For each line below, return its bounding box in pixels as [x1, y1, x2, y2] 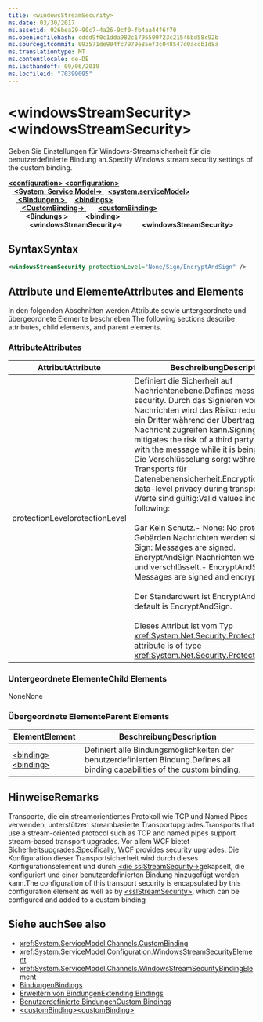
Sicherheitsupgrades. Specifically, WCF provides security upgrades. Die [8, 845, 240, 854]
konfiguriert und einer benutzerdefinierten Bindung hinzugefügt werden [8, 870, 240, 879]
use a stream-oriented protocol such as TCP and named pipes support [8, 828, 236, 838]
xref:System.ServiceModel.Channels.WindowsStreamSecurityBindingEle [19, 963, 254, 973]
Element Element [13, 731, 76, 742]
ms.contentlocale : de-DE [8, 56, 89, 64]
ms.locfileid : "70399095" [8, 70, 92, 78]
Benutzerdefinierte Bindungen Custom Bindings [19, 997, 172, 1006]
